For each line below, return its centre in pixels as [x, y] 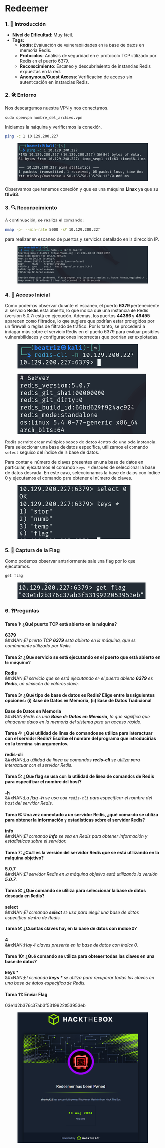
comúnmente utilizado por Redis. [39, 646]
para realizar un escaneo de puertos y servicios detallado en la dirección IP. [82, 239]
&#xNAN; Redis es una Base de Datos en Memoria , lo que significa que [78, 716]
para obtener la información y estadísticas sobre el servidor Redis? [75, 820]
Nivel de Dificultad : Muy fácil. [43, 35]
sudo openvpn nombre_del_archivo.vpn [44, 117]
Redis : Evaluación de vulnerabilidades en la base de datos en [82, 45]
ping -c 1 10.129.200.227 [32, 136]
